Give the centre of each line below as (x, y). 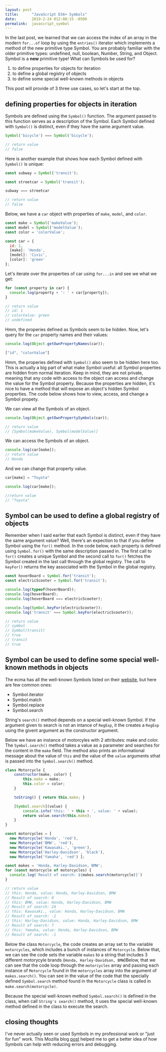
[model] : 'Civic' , (29, 255)
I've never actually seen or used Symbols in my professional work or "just (80, 1034)
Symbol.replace (28, 705)
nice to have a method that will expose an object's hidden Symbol (72, 388)
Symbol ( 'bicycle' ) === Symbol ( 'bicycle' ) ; (49, 136)
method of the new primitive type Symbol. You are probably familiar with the (83, 48)
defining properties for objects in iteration (71, 104)
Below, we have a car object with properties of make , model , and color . (76, 214)
